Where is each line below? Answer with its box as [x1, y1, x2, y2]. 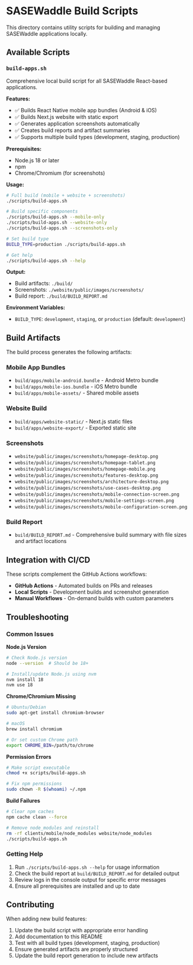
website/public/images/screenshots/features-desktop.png [14, 472, 159, 479]
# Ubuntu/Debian [6, 704, 46, 711]
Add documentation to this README [14, 933, 103, 940]
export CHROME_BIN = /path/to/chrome [6, 742, 94, 748]
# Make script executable [6, 765, 70, 771]
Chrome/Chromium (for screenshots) [14, 169, 105, 176]
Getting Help [6, 850, 43, 858]
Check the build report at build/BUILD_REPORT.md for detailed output [14, 869, 179, 877]
